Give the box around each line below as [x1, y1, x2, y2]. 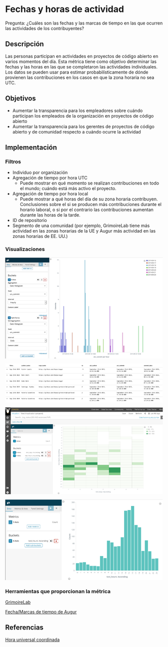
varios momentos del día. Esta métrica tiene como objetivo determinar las [5, 58, 156, 64]
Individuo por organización [12, 169, 68, 175]
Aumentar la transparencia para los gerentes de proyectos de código [12, 123, 155, 129]
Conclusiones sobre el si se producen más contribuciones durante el [19, 201, 161, 207]
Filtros [5, 158, 21, 165]
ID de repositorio [12, 217, 47, 223]
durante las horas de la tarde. [19, 212, 81, 218]
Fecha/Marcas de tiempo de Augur [5, 608, 77, 614]
